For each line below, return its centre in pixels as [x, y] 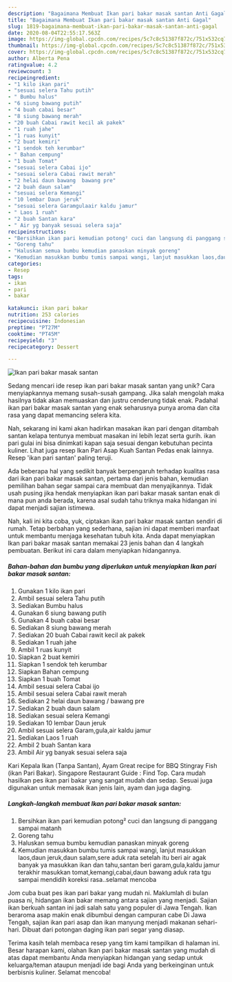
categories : [25, 264]
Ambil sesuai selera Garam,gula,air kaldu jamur [84, 730]
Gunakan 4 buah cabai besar [59, 620]
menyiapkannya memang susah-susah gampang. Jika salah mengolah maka [116, 393]
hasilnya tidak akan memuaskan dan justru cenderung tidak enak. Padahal [113, 400]
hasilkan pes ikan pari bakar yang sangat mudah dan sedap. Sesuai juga [110, 780]
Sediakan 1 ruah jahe [47, 642]
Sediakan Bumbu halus [50, 606]
